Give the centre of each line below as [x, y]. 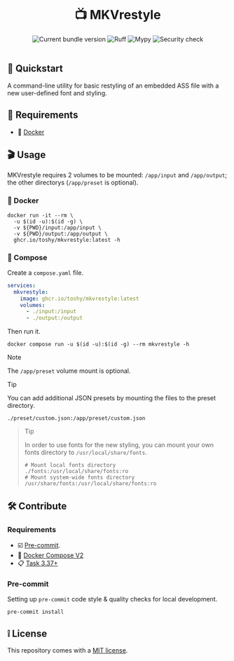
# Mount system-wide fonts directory [80, 478]
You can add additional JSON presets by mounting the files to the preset [111, 398]
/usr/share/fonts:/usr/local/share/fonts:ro [90, 484]
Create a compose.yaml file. [46, 273]
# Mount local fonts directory [70, 465]
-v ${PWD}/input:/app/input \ [57, 227]
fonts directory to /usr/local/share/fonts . [85, 452]
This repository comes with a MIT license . [68, 650]
